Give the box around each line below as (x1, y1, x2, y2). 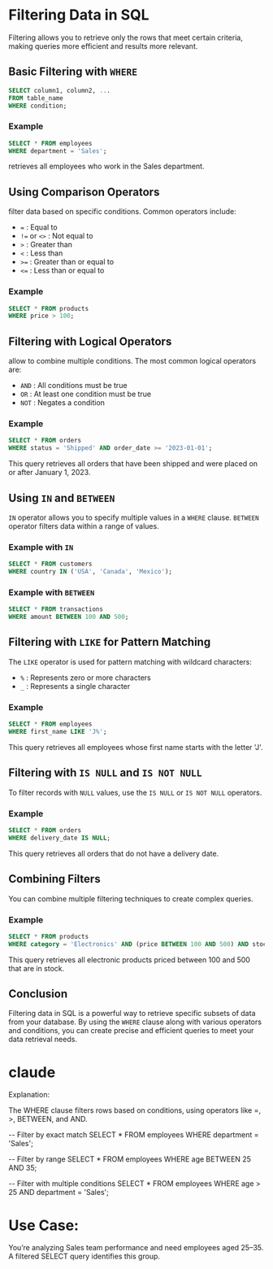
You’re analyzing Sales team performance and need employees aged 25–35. (8, 1243, 264, 1253)
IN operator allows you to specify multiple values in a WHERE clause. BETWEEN (8, 512, 259, 522)
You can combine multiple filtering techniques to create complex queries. (8, 893, 253, 904)
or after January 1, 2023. (8, 468, 91, 478)
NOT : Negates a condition (19, 398, 106, 408)
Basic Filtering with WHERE (8, 65, 138, 79)
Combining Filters (8, 872, 101, 886)
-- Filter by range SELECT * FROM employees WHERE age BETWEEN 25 (8, 1154, 252, 1164)
